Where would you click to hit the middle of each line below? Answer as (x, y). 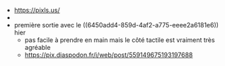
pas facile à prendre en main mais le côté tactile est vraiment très (120, 40)
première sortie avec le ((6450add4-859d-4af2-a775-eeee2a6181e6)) (116, 25)
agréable (37, 47)
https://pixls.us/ (37, 10)
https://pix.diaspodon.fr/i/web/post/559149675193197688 (109, 55)
